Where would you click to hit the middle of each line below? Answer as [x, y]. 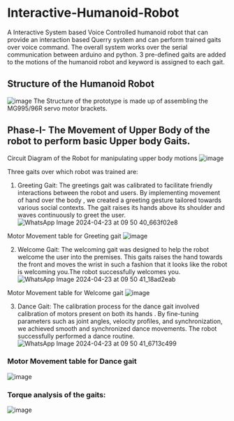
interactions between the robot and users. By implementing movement [119, 192]
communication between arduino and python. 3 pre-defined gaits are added [117, 55]
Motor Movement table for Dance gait [72, 362]
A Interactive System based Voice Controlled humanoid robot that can [108, 32]
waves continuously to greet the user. [71, 215]
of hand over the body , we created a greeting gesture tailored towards [119, 200]
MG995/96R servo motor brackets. [57, 108]
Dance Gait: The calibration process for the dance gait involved [108, 306]
